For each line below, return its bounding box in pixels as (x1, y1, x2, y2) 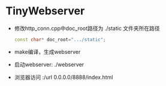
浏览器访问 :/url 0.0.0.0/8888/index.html (14, 73, 113, 81)
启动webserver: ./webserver (14, 61, 84, 68)
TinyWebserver (5, 4, 85, 18)
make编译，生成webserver (14, 48, 81, 55)
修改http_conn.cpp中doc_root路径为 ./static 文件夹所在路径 (14, 24, 160, 32)
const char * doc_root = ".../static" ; (14, 36, 106, 42)
